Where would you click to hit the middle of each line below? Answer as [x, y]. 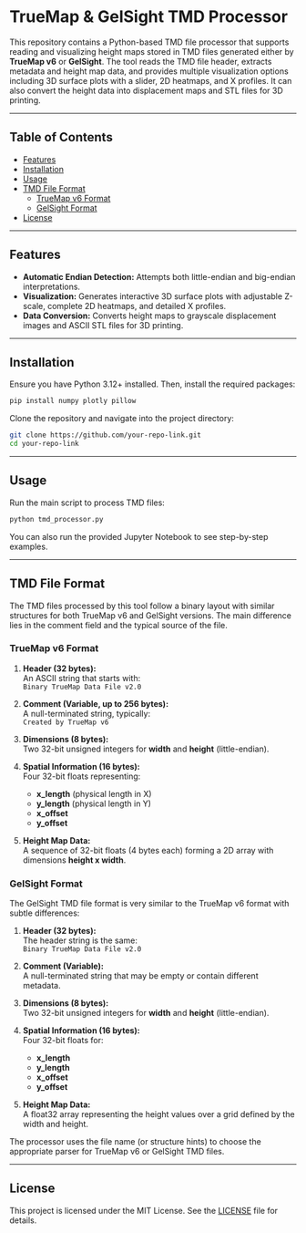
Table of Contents [61, 137]
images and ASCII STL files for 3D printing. [103, 325]
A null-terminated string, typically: [87, 713]
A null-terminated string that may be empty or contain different [140, 976]
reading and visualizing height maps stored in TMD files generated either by [152, 51]
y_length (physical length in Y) [94, 803]
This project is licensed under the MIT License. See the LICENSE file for [144, 1210]
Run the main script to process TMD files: [87, 503]
